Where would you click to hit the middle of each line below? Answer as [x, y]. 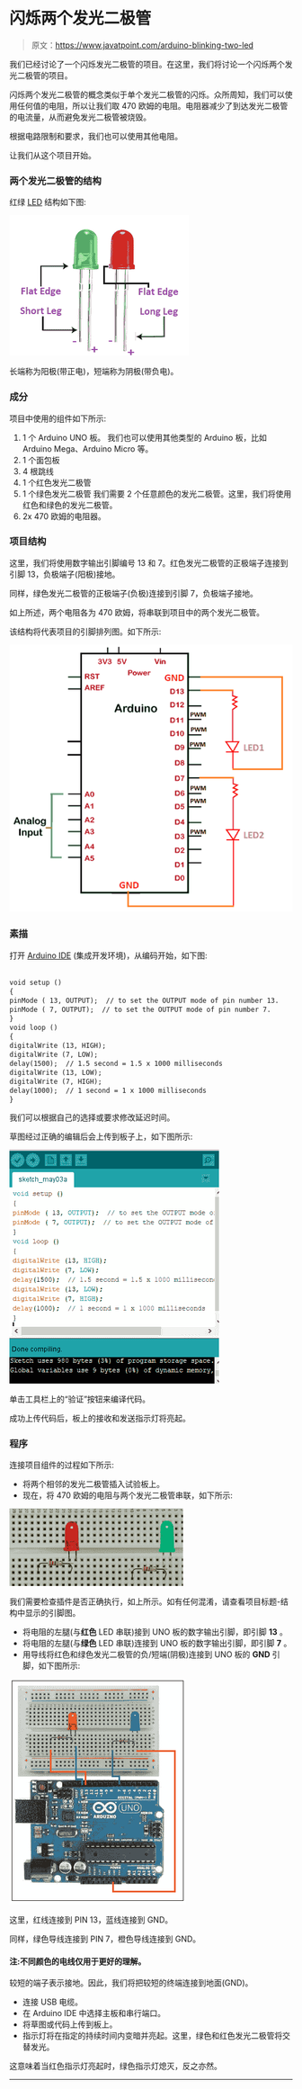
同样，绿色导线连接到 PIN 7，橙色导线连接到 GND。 [105, 1939]
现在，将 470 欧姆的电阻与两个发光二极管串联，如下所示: [128, 1495]
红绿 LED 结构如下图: [48, 202]
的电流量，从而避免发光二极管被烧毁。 [80, 117]
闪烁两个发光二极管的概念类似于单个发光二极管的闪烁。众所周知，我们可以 [147, 94]
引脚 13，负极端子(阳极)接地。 [65, 574]
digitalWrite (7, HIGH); [56, 1081]
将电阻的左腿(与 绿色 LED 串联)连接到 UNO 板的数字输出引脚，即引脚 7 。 [157, 1643]
